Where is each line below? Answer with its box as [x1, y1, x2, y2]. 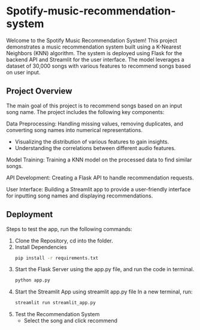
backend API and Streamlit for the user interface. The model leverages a [6, 56, 184, 63]
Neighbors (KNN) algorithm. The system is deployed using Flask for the [6, 49, 183, 56]
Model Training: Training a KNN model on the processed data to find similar [6, 156, 192, 163]
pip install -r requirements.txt [14, 255, 99, 261]
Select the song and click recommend [23, 317, 118, 325]
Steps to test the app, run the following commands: [6, 225, 133, 232]
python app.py [14, 277, 50, 283]
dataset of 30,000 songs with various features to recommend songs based [6, 62, 191, 70]
